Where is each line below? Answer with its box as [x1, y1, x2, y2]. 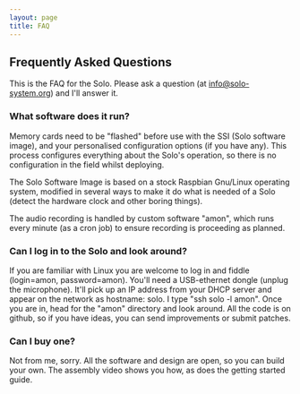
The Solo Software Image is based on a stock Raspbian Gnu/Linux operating [9, 176, 290, 187]
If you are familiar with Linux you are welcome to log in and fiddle [9, 265, 250, 276]
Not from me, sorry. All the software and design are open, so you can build [9, 355, 285, 366]
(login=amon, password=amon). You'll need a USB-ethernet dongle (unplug [9, 274, 289, 285]
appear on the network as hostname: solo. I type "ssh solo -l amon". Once [9, 293, 282, 304]
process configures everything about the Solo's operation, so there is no [9, 150, 277, 160]
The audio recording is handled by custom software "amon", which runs [9, 212, 275, 224]
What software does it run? [9, 110, 130, 123]
